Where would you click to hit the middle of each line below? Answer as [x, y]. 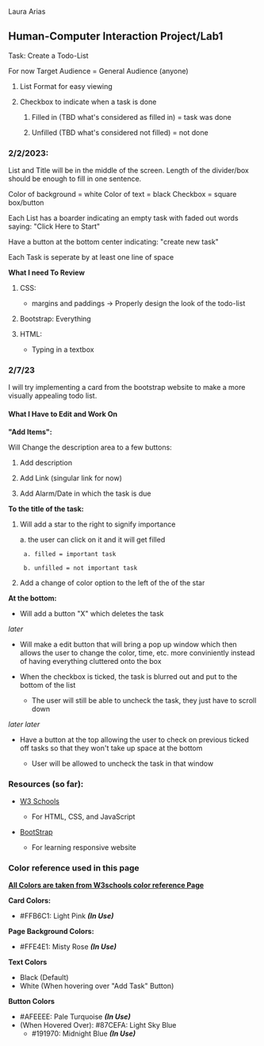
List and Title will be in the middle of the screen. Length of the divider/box [129, 171]
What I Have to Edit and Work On [63, 414]
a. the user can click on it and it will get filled [92, 539]
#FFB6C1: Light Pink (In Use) [67, 916]
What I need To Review [47, 272]
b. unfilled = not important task [80, 568]
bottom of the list [48, 685]
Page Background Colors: [51, 932]
